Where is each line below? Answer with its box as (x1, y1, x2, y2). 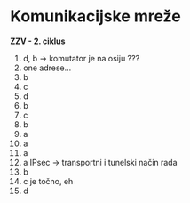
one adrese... (22, 62, 72, 73)
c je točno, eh (22, 175, 74, 186)
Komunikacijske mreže (10, 6, 181, 27)
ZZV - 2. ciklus (10, 36, 66, 46)
